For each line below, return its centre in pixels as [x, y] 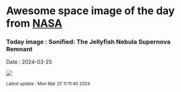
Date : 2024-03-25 [29, 62]
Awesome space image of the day [90, 11]
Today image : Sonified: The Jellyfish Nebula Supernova [88, 42]
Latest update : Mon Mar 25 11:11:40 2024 [48, 84]
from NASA [34, 23]
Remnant [19, 50]
